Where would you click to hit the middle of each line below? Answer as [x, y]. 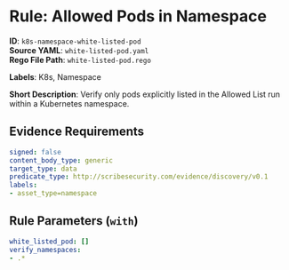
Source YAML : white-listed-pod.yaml [79, 50]
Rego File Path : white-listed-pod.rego [80, 60]
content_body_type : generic [61, 160]
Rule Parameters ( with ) [74, 221]
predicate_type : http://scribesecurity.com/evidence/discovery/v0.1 [139, 177]
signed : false [36, 152]
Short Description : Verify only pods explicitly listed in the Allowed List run [145, 94]
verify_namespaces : [45, 250]
